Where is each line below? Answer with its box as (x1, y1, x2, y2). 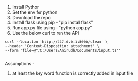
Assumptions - (5, 61, 35, 66)
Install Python (12, 4, 40, 10)
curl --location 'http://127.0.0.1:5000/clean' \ (5, 40, 108, 44)
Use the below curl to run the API (12, 30, 79, 36)
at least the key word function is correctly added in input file (12, 70, 133, 76)
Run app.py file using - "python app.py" (12, 25, 92, 31)
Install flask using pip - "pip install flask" (12, 20, 93, 25)
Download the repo (12, 15, 51, 20)
